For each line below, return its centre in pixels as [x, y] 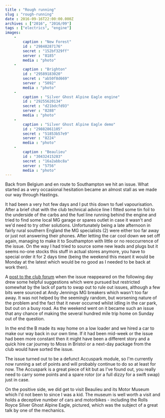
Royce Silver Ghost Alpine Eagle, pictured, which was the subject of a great [82, 405]
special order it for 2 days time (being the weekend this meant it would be [80, 257]
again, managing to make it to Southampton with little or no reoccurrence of [82, 241]
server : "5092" [39, 83]
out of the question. [25, 319]
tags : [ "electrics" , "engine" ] [38, 28]
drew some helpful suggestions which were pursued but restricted [73, 282]
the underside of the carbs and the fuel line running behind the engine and [81, 215]
